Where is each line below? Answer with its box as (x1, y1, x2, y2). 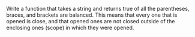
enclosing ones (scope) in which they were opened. (6, 24, 134, 31)
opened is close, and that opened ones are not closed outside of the (6, 18, 175, 24)
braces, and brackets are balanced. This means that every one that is (6, 11, 178, 18)
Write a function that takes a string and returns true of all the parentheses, (6, 5, 190, 12)
